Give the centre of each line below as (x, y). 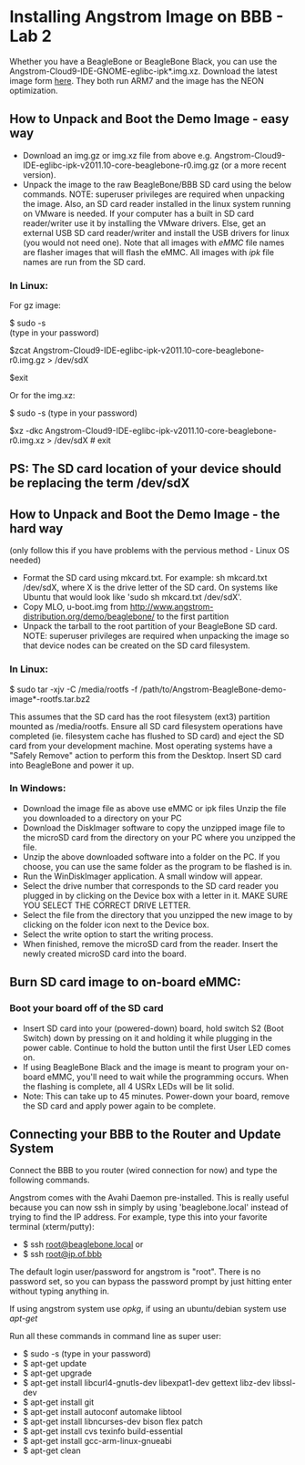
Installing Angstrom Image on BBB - (147, 17)
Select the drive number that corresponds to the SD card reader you (151, 885)
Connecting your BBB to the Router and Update (145, 1134)
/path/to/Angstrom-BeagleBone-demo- (213, 689)
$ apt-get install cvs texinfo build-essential (103, 1431)
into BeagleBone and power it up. (72, 765)
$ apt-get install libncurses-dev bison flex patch (112, 1422)
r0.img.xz (27, 440)
